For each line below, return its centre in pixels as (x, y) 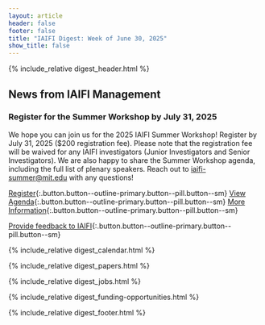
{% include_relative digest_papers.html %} (79, 265)
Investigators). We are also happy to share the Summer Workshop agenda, (132, 160)
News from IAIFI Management (85, 94)
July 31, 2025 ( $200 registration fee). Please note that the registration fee (130, 143)
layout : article (35, 16)
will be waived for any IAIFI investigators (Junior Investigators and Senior (129, 152)
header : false (32, 23)
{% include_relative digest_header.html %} (79, 69)
